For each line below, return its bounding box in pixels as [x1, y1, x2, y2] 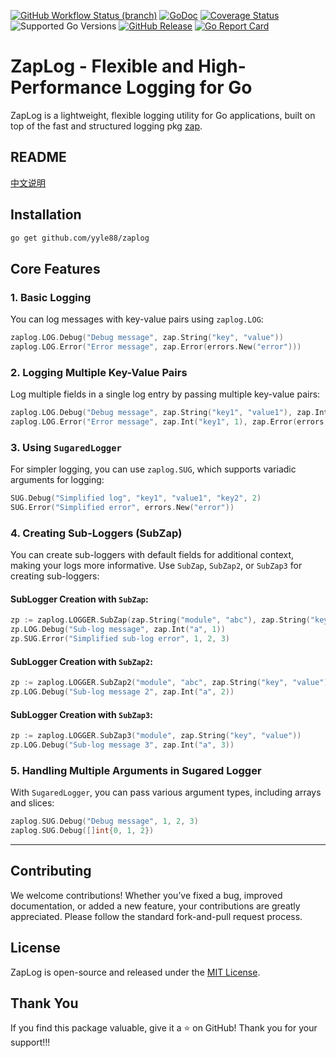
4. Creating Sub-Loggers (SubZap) [10, 526, 183, 540]
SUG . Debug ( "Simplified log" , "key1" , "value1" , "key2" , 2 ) [10, 493, 262, 504]
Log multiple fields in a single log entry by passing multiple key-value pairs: [10, 388, 321, 400]
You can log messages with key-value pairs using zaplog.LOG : [10, 313, 264, 325]
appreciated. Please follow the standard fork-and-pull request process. [10, 910, 303, 922]
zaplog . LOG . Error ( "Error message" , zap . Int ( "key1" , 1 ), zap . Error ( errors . [10, 417, 329, 427]
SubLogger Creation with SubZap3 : [10, 708, 153, 720]
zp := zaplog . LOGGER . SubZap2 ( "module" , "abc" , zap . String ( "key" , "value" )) [10, 678, 333, 688]
